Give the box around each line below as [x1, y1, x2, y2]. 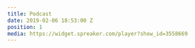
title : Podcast [7, 10, 52, 18]
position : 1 [7, 23, 42, 30]
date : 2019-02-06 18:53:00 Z [7, 17, 93, 24]
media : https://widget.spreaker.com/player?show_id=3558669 [7, 30, 189, 37]
